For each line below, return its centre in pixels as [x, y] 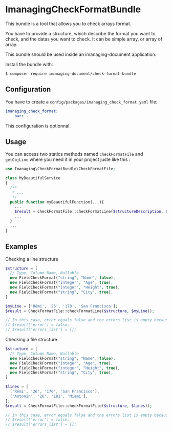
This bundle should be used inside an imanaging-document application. [81, 54]
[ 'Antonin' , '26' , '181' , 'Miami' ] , [49, 396]
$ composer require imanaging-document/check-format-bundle [71, 74]
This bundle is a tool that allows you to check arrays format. [68, 24]
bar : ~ [21, 116]
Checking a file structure [31, 340]
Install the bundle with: [29, 64]
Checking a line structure [32, 259]
